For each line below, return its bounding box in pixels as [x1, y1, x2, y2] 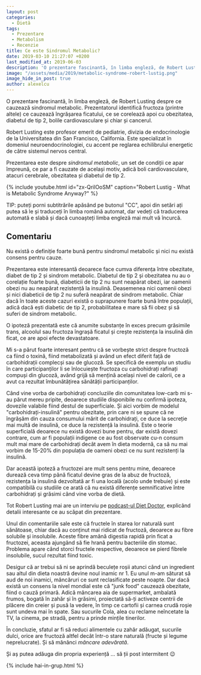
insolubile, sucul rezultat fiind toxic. [6, 552, 93, 559]
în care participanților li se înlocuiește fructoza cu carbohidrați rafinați [6, 365, 178, 372]
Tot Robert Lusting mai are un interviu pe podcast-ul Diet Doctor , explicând [6, 502, 191, 509]
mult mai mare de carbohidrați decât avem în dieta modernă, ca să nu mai [6, 440, 188, 447]
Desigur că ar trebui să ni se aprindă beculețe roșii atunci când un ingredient [6, 563, 194, 570]
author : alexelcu [6, 82, 50, 88]
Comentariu [6, 231, 52, 242]
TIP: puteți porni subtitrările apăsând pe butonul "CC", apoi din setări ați [6, 201, 183, 209]
